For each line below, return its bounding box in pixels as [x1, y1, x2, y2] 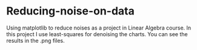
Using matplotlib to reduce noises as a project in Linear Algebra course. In [6, 24, 192, 31]
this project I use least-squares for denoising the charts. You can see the [6, 30, 188, 37]
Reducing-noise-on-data [6, 4, 135, 18]
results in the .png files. [6, 37, 65, 44]
